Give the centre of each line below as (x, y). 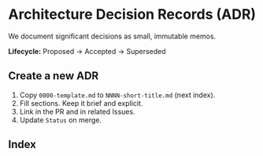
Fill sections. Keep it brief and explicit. (81, 103)
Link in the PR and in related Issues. (77, 111)
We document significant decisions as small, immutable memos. (112, 36)
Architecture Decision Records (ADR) (132, 15)
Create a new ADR (54, 76)
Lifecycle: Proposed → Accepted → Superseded (87, 51)
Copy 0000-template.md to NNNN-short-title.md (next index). (117, 95)
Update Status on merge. (61, 120)
